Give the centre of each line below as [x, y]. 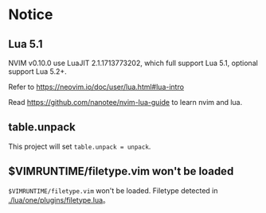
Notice [31, 15]
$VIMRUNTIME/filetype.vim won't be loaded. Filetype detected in [113, 190]
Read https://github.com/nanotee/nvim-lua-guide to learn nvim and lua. [125, 102]
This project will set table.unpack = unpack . [80, 146]
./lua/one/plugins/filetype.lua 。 [59, 199]
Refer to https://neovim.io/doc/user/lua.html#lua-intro [96, 87]
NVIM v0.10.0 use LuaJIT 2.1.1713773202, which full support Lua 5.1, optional [133, 63]
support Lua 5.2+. [38, 72]
